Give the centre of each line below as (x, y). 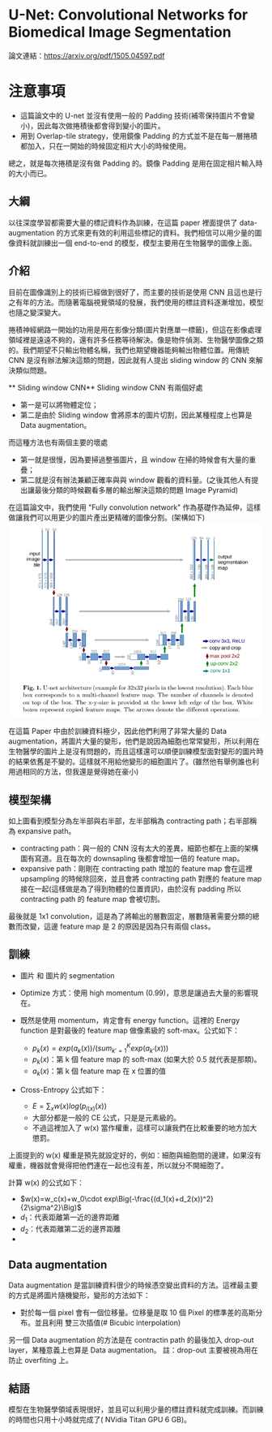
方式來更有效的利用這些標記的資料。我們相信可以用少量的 (159, 232)
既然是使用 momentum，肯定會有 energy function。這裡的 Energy (130, 1020)
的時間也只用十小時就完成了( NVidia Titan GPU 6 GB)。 (100, 1419)
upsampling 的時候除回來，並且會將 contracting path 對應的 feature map (141, 879)
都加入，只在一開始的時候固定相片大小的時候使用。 (105, 146)
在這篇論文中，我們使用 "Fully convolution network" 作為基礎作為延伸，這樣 (135, 507)
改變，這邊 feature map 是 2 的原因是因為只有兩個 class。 (119, 926)
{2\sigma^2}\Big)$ (51, 1207)
